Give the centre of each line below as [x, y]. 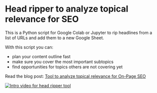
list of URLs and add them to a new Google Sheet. [55, 38]
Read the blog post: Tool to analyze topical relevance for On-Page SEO [76, 76]
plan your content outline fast [41, 56]
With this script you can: [29, 47]
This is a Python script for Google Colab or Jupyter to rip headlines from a [78, 32]
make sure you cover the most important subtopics [63, 62]
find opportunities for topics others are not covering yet [67, 67]
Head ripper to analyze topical [67, 9]
